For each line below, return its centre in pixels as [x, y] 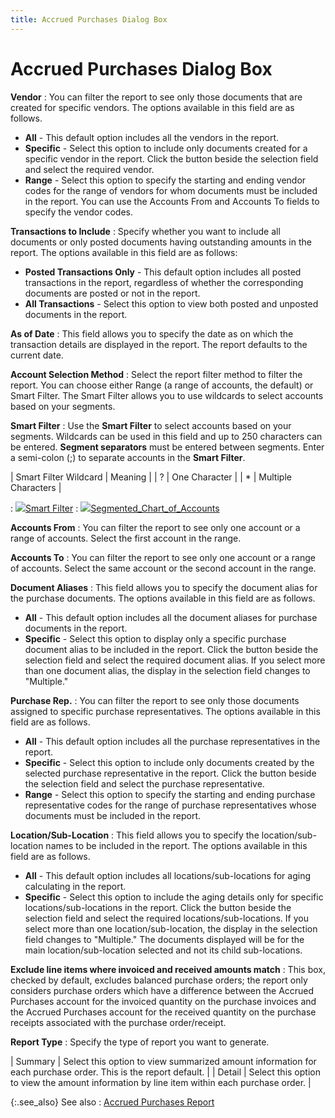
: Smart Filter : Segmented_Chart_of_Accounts [115, 508]
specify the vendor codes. [79, 212]
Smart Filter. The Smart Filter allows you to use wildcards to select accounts [167, 395]
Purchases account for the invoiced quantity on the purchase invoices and [163, 1001]
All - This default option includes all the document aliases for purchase [171, 617]
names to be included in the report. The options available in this [176, 845]
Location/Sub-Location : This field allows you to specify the [135, 835]
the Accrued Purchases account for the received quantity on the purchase [163, 1012]
